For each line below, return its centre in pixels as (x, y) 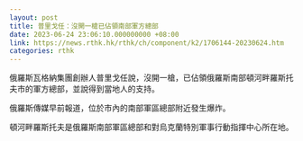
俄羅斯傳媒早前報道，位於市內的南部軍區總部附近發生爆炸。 (120, 108)
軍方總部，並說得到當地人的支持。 (96, 89)
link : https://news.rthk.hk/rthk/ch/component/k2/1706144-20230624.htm (147, 43)
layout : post (34, 18)
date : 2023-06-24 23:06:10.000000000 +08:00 (94, 34)
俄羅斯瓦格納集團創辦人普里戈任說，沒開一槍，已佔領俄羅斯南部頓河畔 (140, 78)
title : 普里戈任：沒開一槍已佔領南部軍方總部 (84, 26)
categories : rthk (42, 51)
